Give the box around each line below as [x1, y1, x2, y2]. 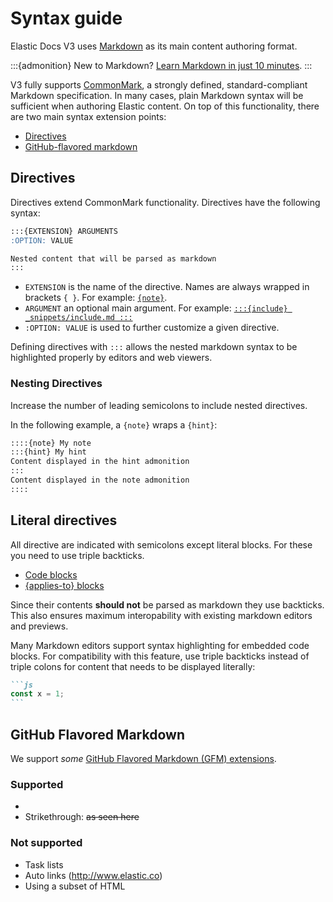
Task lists [24, 858, 64, 871]
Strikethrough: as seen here [24, 811, 140, 823]
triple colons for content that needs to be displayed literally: [10, 660, 256, 672]
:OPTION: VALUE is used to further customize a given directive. [24, 322, 280, 334]
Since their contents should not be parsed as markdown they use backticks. [10, 598, 325, 611]
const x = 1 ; [10, 689, 65, 699]
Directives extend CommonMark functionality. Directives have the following [10, 196, 321, 208]
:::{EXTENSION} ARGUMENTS [10, 226, 118, 236]
